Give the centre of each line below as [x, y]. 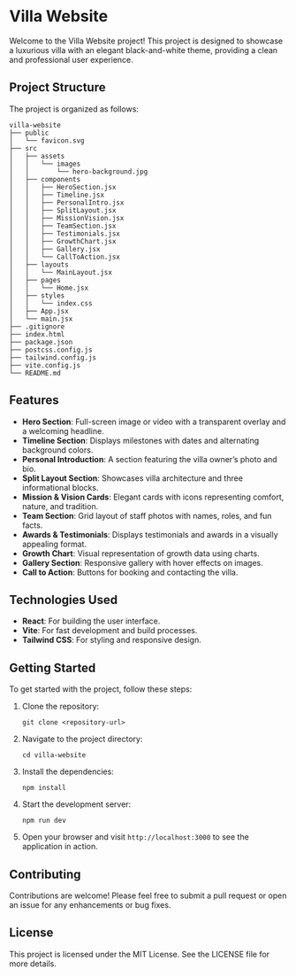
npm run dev [44, 821]
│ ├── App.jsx [39, 311]
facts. [32, 525]
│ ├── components [45, 179]
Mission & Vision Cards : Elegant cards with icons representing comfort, [153, 497]
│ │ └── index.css [51, 303]
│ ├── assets [37, 156]
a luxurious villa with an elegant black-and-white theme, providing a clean [144, 50]
